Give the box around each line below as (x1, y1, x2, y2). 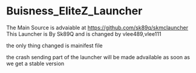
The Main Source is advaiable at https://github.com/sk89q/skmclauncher (6, 24, 189, 31)
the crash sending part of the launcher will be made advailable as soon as (6, 53, 191, 60)
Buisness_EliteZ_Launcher (6, 4, 143, 18)
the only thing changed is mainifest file (6, 42, 103, 49)
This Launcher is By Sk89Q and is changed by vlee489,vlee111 (6, 30, 162, 37)
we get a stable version (6, 60, 65, 67)
